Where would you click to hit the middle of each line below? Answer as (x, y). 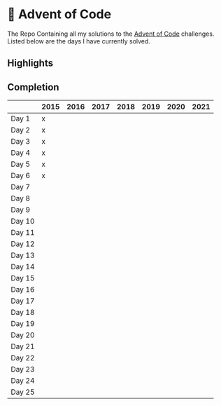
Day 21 (23, 346)
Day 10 (23, 222)
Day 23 (23, 370)
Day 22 (23, 358)
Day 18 (23, 313)
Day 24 (23, 381)
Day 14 (23, 267)
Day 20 (23, 335)
